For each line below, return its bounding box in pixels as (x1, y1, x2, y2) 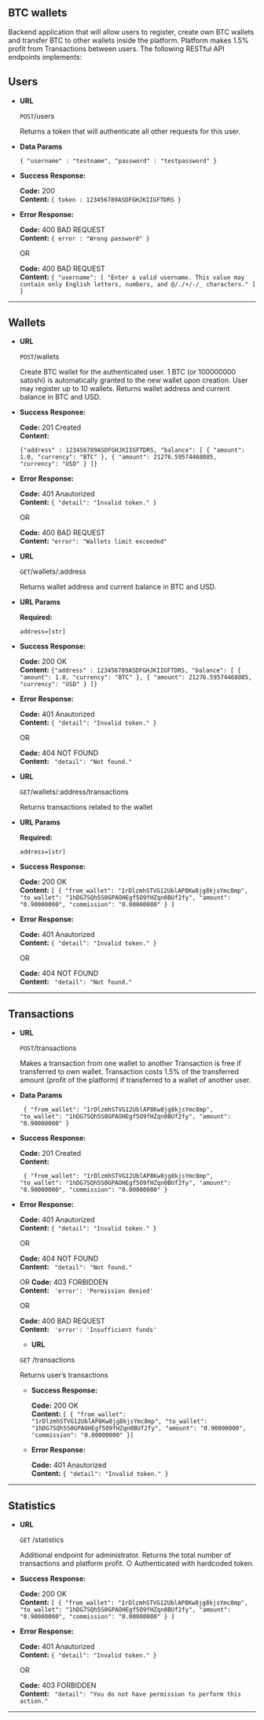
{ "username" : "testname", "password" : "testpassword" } (19, 157, 218, 164)
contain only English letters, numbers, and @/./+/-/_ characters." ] (19, 280, 256, 288)
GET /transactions (19, 1355, 75, 1364)
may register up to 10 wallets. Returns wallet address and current (19, 384, 230, 393)
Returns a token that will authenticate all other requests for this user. (19, 126, 241, 136)
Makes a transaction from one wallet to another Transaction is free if (19, 1058, 241, 1069)
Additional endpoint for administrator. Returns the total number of (19, 1550, 232, 1560)
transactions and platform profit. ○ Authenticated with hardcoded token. (19, 1559, 255, 1568)
